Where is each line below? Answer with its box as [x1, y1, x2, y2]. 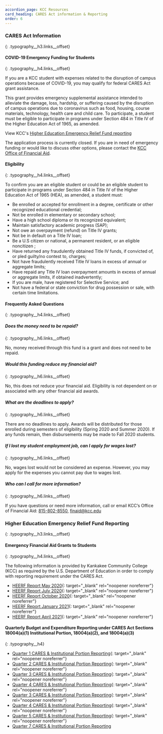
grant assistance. [5, 85, 40, 91]
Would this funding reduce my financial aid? [5, 361, 97, 367]
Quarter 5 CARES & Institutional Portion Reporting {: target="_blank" [12, 712, 147, 718]
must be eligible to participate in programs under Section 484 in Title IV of [5, 115, 154, 121]
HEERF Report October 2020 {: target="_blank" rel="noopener [12, 593, 136, 599]
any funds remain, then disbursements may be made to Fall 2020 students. [5, 432, 156, 437]
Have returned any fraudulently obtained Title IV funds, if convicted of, [12, 248, 154, 254]
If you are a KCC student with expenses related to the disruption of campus [5, 75, 156, 81]
